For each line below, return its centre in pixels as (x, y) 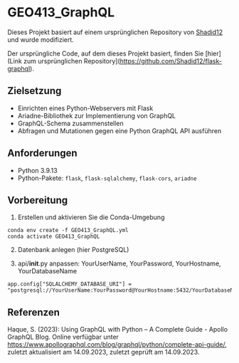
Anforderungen (42, 153)
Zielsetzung (34, 91)
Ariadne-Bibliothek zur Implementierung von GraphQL (97, 115)
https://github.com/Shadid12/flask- (171, 60)
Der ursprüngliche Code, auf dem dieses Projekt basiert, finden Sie (106, 53)
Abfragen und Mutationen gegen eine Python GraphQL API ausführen (119, 131)
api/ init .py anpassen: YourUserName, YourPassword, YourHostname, (119, 263)
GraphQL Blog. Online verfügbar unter (63, 337)
